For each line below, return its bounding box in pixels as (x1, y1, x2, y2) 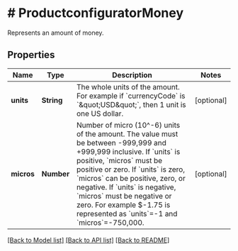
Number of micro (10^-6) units (76, 120, 181, 130)
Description (112, 69, 152, 79)
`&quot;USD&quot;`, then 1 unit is (76, 99, 186, 109)
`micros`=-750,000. (76, 218, 144, 228)
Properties (7, 49, 55, 61)
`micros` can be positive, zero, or (76, 173, 186, 183)
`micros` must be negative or (76, 191, 172, 201)
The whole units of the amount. (76, 82, 180, 91)
